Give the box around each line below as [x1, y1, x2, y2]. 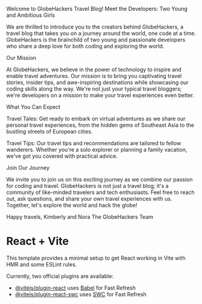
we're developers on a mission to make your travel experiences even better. [6, 92, 195, 99]
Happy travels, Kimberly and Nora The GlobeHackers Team [6, 213, 154, 220]
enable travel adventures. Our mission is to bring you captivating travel [6, 73, 182, 79]
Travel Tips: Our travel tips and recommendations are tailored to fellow [6, 140, 181, 147]
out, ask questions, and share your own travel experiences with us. [6, 195, 172, 202]
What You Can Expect [6, 103, 61, 111]
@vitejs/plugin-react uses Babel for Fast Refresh [14, 284, 136, 291]
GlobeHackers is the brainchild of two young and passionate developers [6, 36, 186, 43]
